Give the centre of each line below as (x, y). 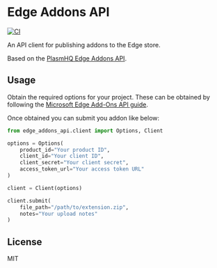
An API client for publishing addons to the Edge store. (84, 45)
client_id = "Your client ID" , (62, 156)
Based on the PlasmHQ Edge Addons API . (67, 58)
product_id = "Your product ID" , (65, 150)
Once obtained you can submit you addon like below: (83, 118)
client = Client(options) (45, 188)
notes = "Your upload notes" (59, 214)
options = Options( (35, 143)
